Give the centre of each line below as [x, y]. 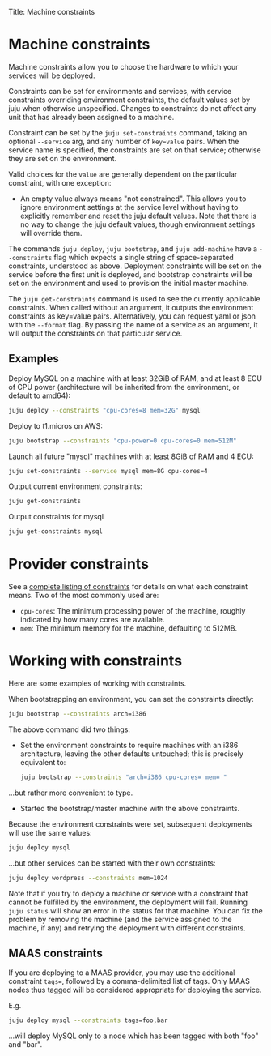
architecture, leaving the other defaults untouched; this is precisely [132, 754]
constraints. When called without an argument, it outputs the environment [131, 307]
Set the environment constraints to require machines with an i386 [129, 745]
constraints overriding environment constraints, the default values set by [129, 100]
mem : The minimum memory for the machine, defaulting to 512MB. [128, 628]
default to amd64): [40, 395]
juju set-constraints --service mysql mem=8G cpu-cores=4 [108, 471]
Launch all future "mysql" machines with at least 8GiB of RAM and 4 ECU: [131, 456]
